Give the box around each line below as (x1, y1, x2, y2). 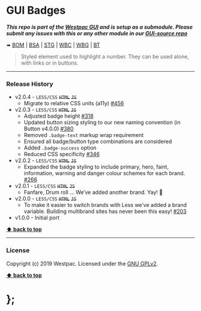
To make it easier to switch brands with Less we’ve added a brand (23, 202, 187, 209)
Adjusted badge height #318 (23, 112, 94, 120)
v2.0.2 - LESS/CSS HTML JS (14, 157, 77, 164)
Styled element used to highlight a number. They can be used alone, (20, 53, 190, 60)
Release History (6, 80, 54, 88)
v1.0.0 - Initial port (14, 214, 60, 221)
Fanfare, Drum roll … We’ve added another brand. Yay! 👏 (23, 189, 163, 196)
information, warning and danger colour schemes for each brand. (23, 170, 185, 177)
